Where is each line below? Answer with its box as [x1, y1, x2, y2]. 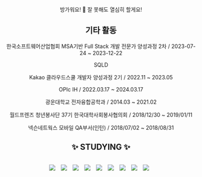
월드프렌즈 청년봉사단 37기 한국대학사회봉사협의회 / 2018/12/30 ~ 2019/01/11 [9, 111, 193, 118]
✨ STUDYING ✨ [71, 142, 131, 152]
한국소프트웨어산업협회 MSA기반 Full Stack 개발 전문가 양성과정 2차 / [6, 42, 171, 50]
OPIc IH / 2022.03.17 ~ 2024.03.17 [59, 85, 143, 93]
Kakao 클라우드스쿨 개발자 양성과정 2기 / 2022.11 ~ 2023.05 [29, 73, 173, 81]
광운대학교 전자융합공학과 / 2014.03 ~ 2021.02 [45, 98, 157, 105]
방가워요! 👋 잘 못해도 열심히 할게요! [59, 6, 143, 13]
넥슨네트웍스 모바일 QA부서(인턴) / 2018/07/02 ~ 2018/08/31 [28, 124, 174, 131]
